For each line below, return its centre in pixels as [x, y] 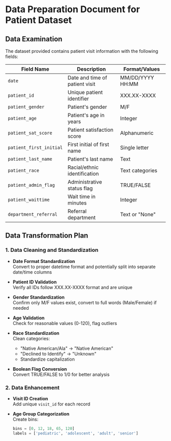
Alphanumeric [137, 133]
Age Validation [28, 318]
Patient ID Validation [35, 282]
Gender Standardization [39, 297]
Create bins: [25, 419]
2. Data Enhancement [33, 388]
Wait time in [81, 197]
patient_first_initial [35, 148]
